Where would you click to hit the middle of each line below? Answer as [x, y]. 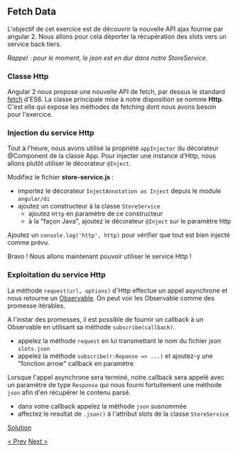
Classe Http [28, 76]
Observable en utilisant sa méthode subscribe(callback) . [91, 327]
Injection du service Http [51, 133]
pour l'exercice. [30, 115]
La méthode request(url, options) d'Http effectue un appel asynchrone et [118, 290]
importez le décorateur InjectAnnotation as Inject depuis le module [119, 191]
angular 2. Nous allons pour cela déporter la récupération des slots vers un [117, 36]
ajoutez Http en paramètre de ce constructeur [96, 214]
